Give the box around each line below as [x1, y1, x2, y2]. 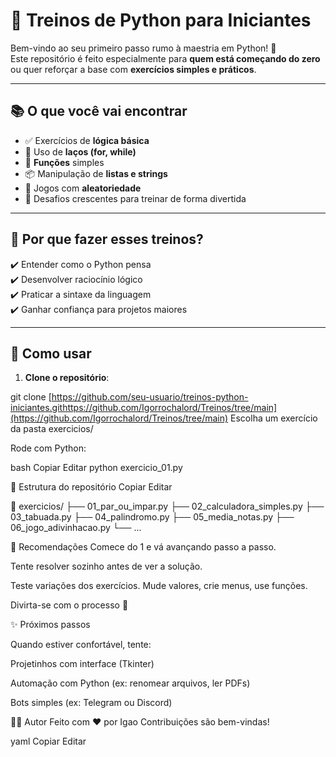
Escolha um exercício [230, 412, 318, 424]
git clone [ [10, 391, 52, 403]
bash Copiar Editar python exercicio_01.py [10, 462, 183, 474]
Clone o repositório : [24, 372, 110, 384]
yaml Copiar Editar [10, 735, 87, 748]
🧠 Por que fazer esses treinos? [10, 231, 204, 248]
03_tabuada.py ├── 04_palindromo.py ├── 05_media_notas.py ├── [10, 511, 295, 523]
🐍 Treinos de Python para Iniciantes [10, 9, 312, 32]
